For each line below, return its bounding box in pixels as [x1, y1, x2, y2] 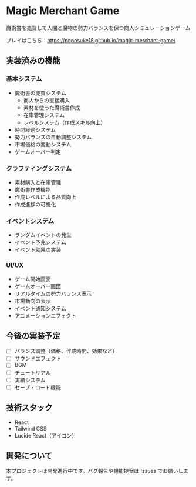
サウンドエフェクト [14, 355, 62, 362]
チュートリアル [14, 369, 51, 376]
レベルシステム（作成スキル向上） [23, 119, 106, 126]
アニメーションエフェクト [14, 312, 77, 319]
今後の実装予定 [6, 331, 60, 341]
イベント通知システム [14, 305, 66, 312]
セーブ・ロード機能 [14, 383, 61, 391]
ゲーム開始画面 [14, 275, 51, 282]
